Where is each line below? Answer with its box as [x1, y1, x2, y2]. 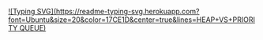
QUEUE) [19, 24, 47, 32]
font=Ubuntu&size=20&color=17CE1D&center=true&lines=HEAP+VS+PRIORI [8, 15, 255, 24]
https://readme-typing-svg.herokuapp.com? [55, 7, 200, 16]
